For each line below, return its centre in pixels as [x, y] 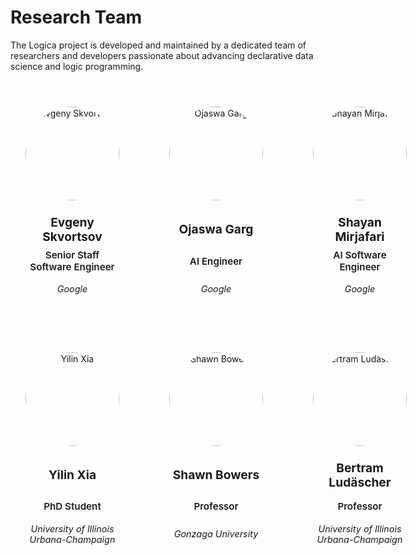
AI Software [360, 255]
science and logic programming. [77, 66]
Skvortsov [72, 236]
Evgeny [72, 222]
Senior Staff [72, 255]
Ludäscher [360, 482]
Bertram [360, 467]
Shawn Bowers [216, 475]
